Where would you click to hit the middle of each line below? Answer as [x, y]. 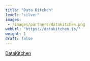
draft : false [19, 39]
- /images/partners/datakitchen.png [46, 24]
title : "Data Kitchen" [29, 10]
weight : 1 [16, 34]
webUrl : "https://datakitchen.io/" [43, 29]
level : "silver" [22, 15]
